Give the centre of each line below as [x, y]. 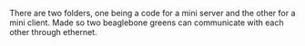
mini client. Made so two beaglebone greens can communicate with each [147, 23]
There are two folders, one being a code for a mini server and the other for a [152, 13]
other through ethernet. [53, 32]
